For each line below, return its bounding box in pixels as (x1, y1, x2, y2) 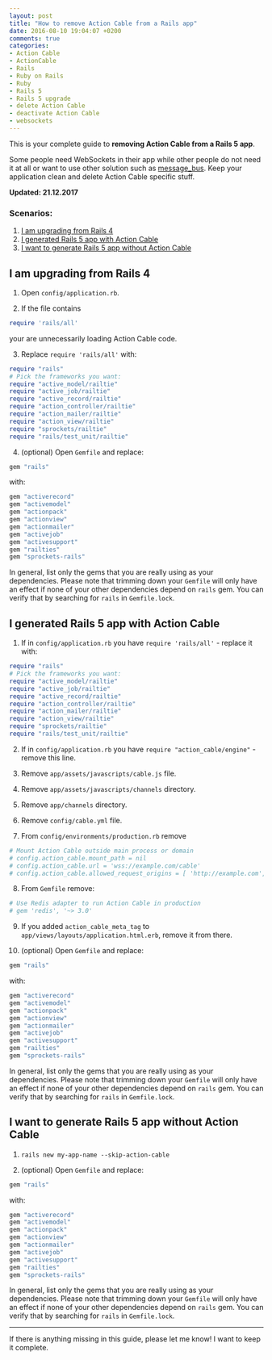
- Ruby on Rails (9, 72, 64, 80)
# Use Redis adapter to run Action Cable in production (9, 899, 201, 908)
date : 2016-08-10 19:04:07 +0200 (9, 27, 122, 35)
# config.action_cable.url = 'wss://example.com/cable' (9, 861, 201, 870)
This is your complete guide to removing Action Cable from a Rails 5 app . (9, 139, 255, 149)
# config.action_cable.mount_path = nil (9, 854, 148, 862)
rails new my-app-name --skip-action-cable (20, 1151, 170, 1159)
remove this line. (20, 752, 76, 763)
